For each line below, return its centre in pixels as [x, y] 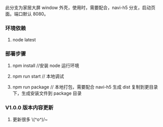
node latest [24, 39]
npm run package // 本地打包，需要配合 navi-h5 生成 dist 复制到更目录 [85, 87]
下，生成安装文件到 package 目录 [47, 93]
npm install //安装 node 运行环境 [46, 66]
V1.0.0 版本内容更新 [29, 107]
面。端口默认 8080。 [27, 14]
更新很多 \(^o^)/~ [30, 119]
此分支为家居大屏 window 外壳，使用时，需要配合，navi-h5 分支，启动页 [80, 8]
